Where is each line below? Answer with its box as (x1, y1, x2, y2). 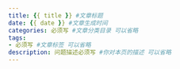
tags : (8, 33, 26, 42)
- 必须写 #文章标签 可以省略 (8, 41, 91, 49)
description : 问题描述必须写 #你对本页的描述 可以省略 (8, 48, 172, 56)
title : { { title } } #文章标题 (8, 11, 103, 20)
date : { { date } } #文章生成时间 (8, 19, 109, 27)
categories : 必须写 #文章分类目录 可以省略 (8, 26, 139, 34)
